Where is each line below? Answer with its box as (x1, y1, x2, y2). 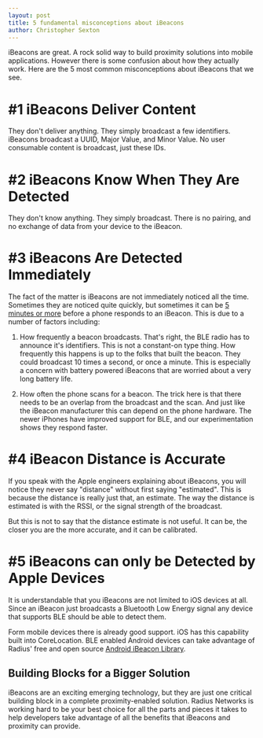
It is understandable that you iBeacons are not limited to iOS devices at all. (8, 596, 249, 605)
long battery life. (19, 375, 73, 384)
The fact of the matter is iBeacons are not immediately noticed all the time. (8, 292, 250, 301)
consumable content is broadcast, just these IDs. (8, 143, 166, 153)
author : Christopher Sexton (8, 26, 100, 34)
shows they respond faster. (19, 423, 108, 433)
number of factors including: (8, 317, 100, 327)
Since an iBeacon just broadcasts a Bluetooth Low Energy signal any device (8, 603, 254, 614)
